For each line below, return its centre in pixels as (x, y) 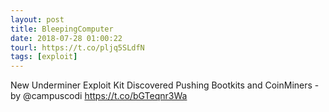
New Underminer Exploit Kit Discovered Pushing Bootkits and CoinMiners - (165, 85)
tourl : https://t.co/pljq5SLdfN (77, 47)
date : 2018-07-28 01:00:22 (66, 38)
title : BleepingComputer (62, 29)
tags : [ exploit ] (44, 57)
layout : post (37, 19)
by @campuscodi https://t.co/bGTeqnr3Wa (99, 96)
